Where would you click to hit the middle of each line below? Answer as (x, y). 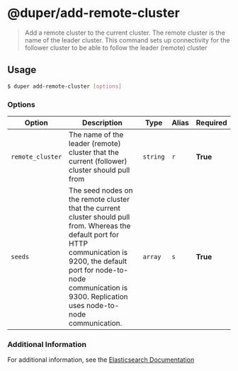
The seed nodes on (101, 190)
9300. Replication (98, 297)
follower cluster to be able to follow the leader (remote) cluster (116, 47)
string (154, 156)
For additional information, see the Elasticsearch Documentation (101, 360)
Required (211, 122)
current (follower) (98, 161)
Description (102, 122)
